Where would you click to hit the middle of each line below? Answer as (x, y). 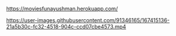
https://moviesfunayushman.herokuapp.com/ (62, 9)
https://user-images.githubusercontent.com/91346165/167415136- (88, 20)
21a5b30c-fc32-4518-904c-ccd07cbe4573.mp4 (66, 27)
